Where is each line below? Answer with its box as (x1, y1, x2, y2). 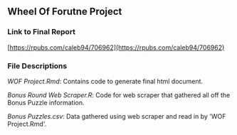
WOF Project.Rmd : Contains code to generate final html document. (7, 77, 204, 85)
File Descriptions (7, 60, 68, 70)
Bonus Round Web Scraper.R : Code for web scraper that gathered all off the (7, 90, 231, 99)
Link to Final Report (7, 27, 76, 37)
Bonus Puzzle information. (7, 98, 85, 107)
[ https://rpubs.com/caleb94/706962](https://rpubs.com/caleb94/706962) (7, 43, 225, 52)
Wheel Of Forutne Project (7, 6, 122, 18)
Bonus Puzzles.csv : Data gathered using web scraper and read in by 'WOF (7, 112, 226, 120)
